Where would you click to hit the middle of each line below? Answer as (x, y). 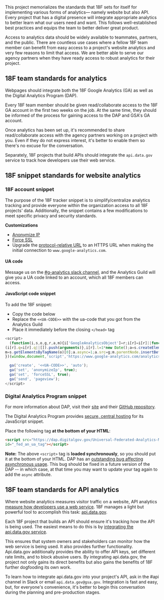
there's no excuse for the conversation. (44, 145)
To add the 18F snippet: (29, 304)
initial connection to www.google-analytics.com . (59, 250)
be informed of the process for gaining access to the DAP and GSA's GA (78, 115)
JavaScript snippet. (25, 421)
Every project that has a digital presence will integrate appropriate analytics (81, 17)
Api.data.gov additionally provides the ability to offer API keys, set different (80, 552)
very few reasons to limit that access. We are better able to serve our (74, 53)
